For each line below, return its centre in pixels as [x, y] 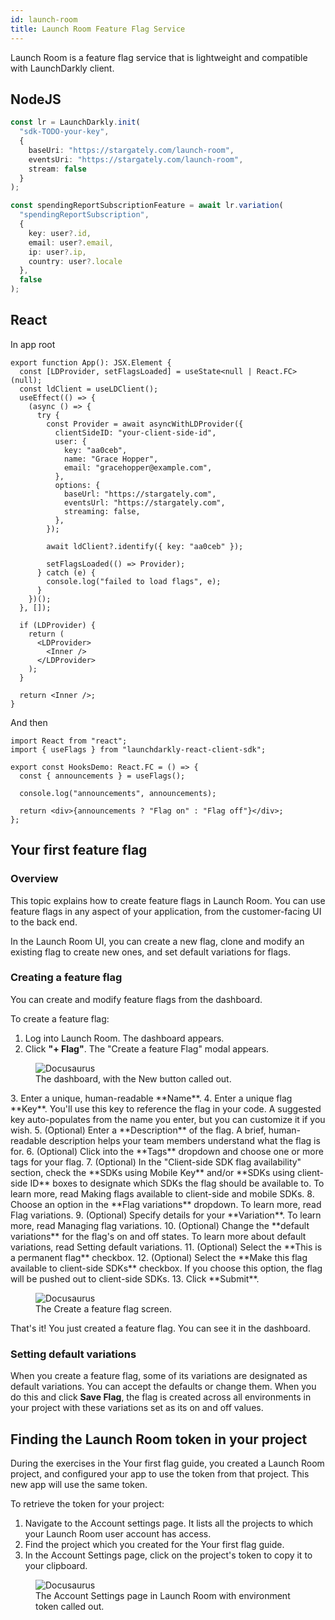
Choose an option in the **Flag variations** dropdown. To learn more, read [166, 1204]
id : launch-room [44, 19]
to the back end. [44, 922]
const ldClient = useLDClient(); [89, 389]
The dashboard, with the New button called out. [133, 1078]
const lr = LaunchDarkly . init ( [75, 122]
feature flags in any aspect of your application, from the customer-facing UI [166, 911]
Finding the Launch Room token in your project [159, 1439]
